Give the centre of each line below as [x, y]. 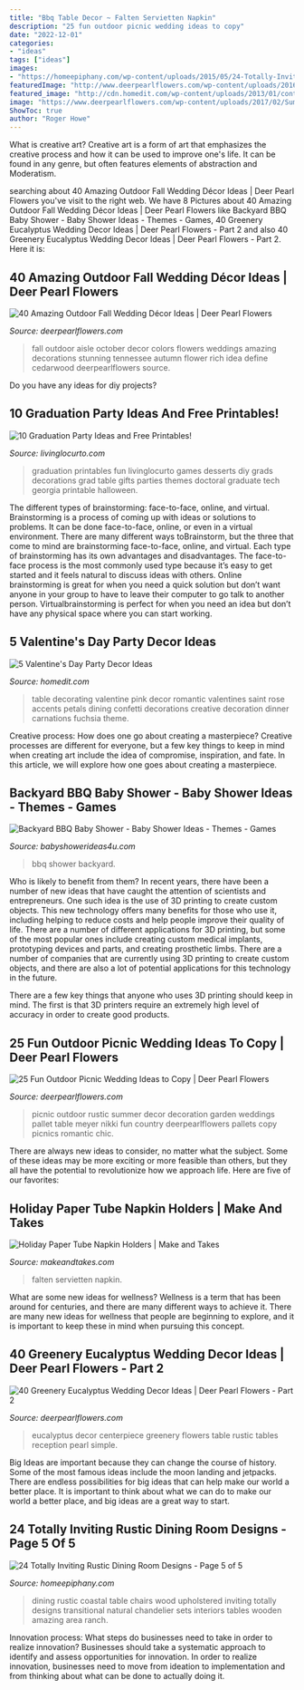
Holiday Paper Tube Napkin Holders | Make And [146, 1208]
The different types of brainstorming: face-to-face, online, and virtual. [139, 507]
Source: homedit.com [50, 681]
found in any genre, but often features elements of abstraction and [133, 164]
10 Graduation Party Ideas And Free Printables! [144, 414]
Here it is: [27, 249]
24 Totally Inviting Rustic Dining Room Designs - [148, 1529]
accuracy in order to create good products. [90, 1015]
